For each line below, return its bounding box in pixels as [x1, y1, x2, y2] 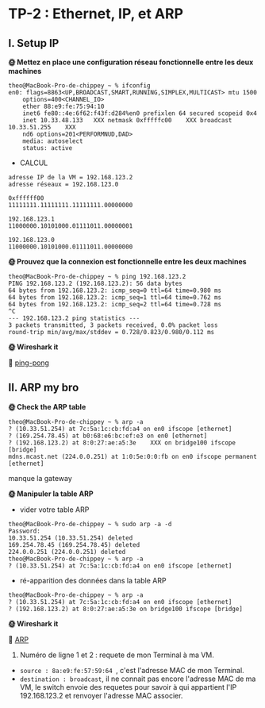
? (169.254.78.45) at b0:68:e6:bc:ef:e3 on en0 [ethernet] [8, 432, 208, 440]
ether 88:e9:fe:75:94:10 [22, 102, 105, 110]
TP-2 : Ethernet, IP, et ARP [8, 5, 184, 23]
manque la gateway [8, 473, 73, 483]
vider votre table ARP [19, 505, 90, 514]
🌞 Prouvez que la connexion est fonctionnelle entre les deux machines [8, 257, 248, 266]
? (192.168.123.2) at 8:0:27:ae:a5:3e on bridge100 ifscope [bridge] [8, 605, 244, 613]
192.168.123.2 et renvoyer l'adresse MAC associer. [19, 691, 183, 700]
